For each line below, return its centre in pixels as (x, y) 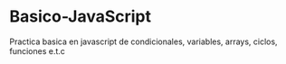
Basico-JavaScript (81, 17)
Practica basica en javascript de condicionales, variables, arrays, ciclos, (143, 41)
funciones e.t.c (38, 50)
